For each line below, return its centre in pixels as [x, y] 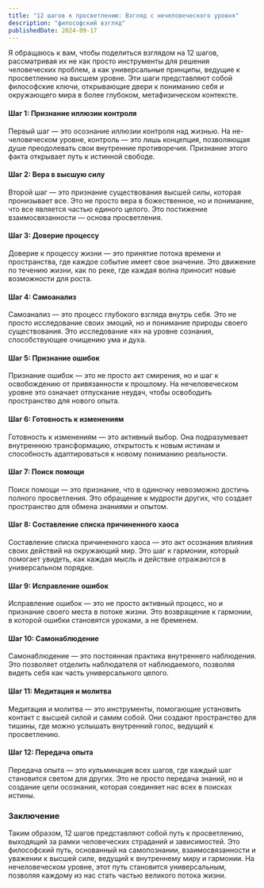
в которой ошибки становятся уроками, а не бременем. [103, 620]
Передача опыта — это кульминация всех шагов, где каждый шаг [120, 770]
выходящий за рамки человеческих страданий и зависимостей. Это [124, 842]
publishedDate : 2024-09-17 [53, 30]
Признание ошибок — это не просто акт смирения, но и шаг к [113, 376]
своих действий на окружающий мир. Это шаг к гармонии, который [124, 550]
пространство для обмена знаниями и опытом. [88, 506]
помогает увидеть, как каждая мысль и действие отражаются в [117, 559]
